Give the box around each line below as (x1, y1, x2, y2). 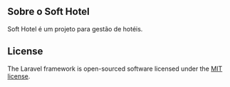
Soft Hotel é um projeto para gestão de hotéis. (7, 24, 143, 33)
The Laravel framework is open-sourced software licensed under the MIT (7, 64, 223, 73)
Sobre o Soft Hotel (7, 6, 90, 18)
